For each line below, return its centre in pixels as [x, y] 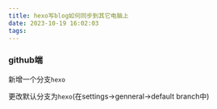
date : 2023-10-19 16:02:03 [54, 23]
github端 [25, 60]
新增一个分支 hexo [37, 79]
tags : [17, 30]
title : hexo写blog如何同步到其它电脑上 [69, 16]
